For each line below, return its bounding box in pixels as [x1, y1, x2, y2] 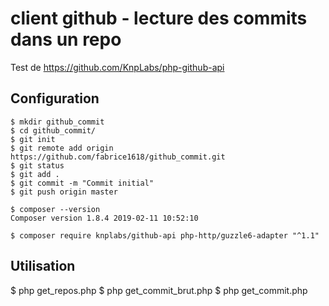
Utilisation [10, 258, 76, 275]
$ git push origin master [10, 187, 118, 197]
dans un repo [10, 28, 122, 51]
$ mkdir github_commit [10, 117, 105, 127]
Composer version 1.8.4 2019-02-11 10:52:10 [10, 213, 199, 223]
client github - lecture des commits [10, 7, 308, 30]
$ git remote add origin [10, 143, 114, 153]
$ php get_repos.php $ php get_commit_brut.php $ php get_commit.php [10, 284, 308, 296]
